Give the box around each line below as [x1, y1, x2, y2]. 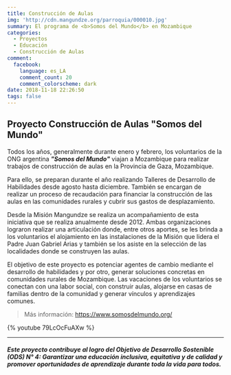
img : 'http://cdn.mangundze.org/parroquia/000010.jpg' [7, 16, 168, 23]
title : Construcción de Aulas [7, 10, 94, 17]
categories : [7, 29, 41, 36]
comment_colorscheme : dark [19, 80, 97, 87]
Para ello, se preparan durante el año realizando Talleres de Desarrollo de [7, 175, 216, 183]
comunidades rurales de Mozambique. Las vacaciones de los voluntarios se [7, 275, 222, 283]
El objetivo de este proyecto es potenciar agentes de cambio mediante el [7, 260, 214, 269]
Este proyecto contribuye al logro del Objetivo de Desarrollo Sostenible [7, 345, 214, 354]
